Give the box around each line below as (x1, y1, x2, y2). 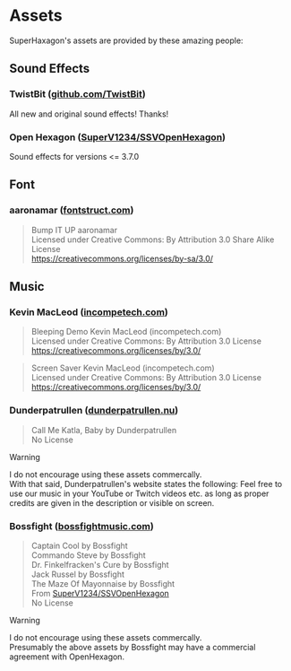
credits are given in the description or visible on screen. (9, 497, 215, 508)
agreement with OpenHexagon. (9, 651, 125, 662)
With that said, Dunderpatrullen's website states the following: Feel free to (9, 478, 283, 489)
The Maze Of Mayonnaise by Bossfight (30, 578, 175, 588)
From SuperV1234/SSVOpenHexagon (30, 588, 170, 598)
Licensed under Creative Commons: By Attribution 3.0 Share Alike (30, 234, 275, 245)
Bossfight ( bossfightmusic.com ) (9, 519, 154, 532)
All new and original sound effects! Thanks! (9, 109, 169, 119)
